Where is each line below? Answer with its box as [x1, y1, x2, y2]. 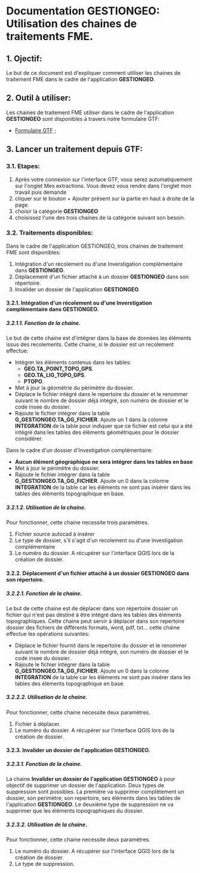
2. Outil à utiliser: [6, 93, 71, 103]
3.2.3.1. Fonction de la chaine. [6, 761, 82, 768]
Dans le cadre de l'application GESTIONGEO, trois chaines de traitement [6, 242, 183, 250]
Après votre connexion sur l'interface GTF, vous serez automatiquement [14, 175, 192, 183]
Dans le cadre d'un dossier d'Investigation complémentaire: [6, 447, 153, 454]
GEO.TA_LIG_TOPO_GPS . [23, 372, 86, 379]
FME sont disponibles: [6, 248, 61, 255]
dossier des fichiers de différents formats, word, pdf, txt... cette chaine [6, 623, 180, 631]
